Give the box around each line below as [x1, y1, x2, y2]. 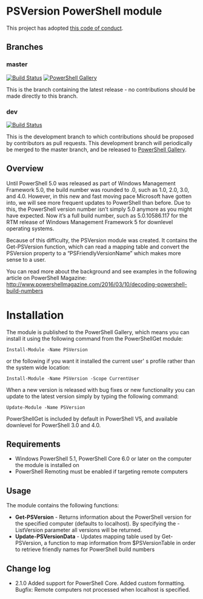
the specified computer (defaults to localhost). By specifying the [15, 520, 176, 527]
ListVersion [15, 527, 44, 534]
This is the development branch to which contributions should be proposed [6, 132, 194, 140]
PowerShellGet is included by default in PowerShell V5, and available [6, 415, 178, 422]
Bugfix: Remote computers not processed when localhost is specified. [15, 586, 191, 594]
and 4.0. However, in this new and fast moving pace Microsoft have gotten [6, 193, 192, 200]
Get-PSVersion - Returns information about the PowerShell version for [15, 513, 192, 521]
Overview [6, 163, 44, 174]
